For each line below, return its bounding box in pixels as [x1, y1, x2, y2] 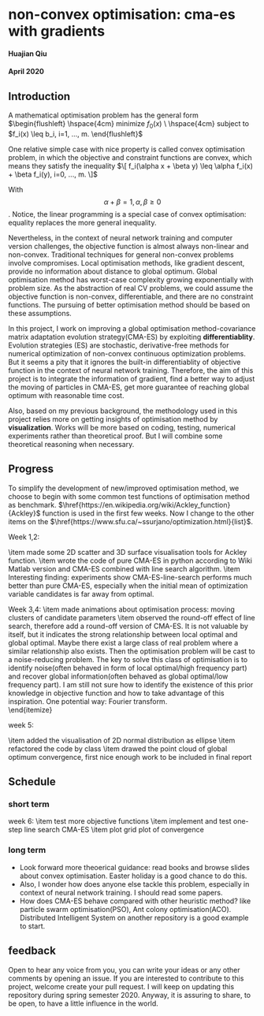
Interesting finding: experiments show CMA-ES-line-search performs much [8, 572, 252, 582]
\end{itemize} [8, 705, 53, 714]
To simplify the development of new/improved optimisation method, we [8, 483, 240, 493]
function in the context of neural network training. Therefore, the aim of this [8, 365, 254, 375]
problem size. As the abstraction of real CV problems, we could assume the [8, 283, 254, 292]
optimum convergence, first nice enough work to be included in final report [8, 752, 252, 761]
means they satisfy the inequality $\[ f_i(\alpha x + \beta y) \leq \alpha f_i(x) [8, 161, 254, 170]
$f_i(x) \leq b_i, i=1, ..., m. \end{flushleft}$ [8, 128, 143, 139]
